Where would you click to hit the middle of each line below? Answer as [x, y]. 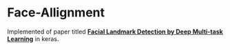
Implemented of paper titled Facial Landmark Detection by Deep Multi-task [115, 32]
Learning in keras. [33, 38]
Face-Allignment [56, 13]
